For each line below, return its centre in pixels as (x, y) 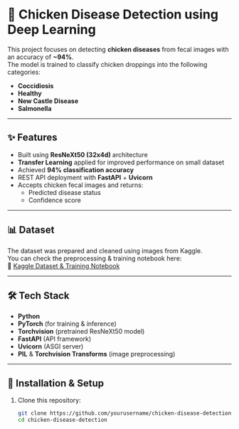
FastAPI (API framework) (54, 339)
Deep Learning (52, 30)
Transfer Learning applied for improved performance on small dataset (121, 162)
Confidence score (55, 200)
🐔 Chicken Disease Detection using (113, 15)
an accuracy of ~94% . (41, 57)
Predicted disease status (64, 192)
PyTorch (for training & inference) (67, 324)
